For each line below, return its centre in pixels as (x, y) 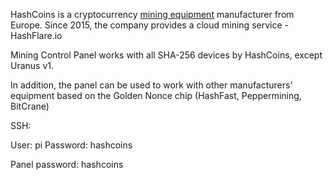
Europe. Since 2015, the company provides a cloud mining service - (149, 25)
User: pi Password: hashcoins (71, 145)
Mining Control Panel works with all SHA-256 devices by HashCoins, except (166, 55)
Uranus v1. (32, 65)
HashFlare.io (36, 35)
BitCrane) (30, 106)
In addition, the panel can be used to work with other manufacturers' (151, 85)
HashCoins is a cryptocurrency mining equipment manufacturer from (152, 14)
